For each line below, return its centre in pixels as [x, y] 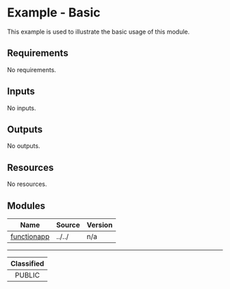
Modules [26, 206]
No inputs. [22, 108]
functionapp [30, 236]
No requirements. [32, 69]
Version [100, 225]
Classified [27, 264]
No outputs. [24, 146]
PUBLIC [27, 275]
